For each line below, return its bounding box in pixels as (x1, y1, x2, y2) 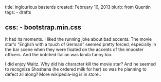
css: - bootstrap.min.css (5, 23, 82, 32)
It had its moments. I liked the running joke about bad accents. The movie (5, 36, 152, 42)
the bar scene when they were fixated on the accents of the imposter (5, 46, 143, 52)
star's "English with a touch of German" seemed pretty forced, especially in (5, 41, 157, 47)
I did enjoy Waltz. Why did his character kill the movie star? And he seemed (5, 61, 156, 67)
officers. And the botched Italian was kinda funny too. (5, 51, 113, 57)
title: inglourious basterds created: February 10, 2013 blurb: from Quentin (5, 4, 151, 10)
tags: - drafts (5, 9, 32, 15)
